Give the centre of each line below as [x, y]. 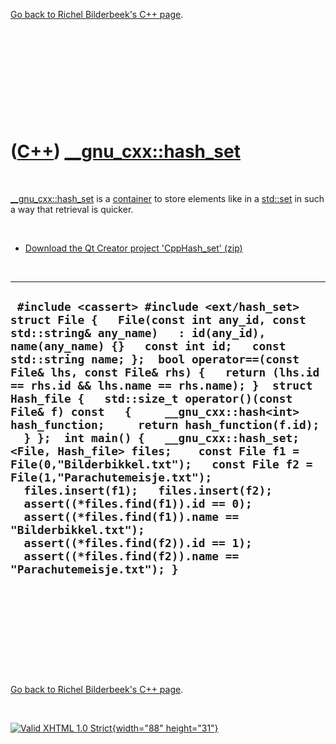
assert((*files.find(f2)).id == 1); [138, 543]
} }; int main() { [84, 438]
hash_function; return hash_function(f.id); [165, 425]
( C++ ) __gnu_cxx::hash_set [125, 151]
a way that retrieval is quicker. [72, 209]
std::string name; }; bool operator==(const [155, 359]
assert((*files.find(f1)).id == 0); [138, 504]
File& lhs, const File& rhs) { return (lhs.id [165, 372]
